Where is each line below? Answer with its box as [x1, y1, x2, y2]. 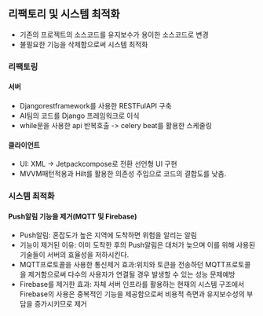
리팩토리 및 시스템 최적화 [8, 7, 120, 21]
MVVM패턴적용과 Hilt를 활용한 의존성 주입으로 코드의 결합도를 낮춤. [19, 169, 227, 178]
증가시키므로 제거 [34, 299, 88, 309]
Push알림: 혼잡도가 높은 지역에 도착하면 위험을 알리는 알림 [19, 230, 198, 240]
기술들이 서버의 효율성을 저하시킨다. [19, 250, 130, 259]
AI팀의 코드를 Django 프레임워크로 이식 [19, 111, 140, 120]
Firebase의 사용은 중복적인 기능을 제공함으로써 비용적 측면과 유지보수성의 [19, 289, 245, 299]
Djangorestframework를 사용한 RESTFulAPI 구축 [19, 101, 172, 110]
